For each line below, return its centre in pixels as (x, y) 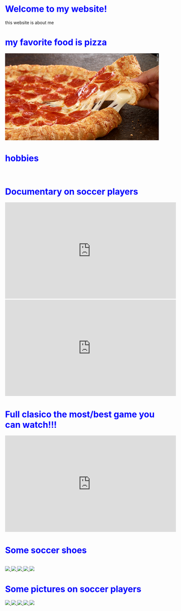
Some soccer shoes (46, 550)
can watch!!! (31, 425)
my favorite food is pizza (56, 42)
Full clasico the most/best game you (80, 414)
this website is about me (30, 23)
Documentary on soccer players (71, 191)
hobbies (22, 158)
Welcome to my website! (56, 9)
